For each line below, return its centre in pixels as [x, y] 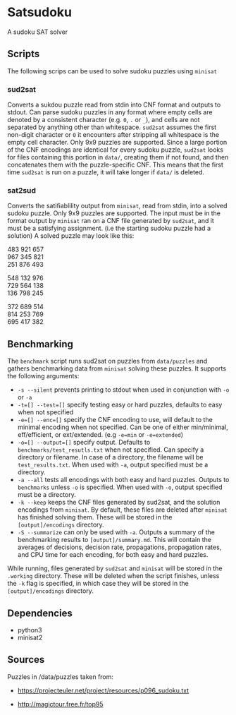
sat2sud [22, 190]
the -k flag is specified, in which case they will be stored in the [98, 584]
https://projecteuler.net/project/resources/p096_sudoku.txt [103, 690]
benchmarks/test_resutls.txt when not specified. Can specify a [111, 450]
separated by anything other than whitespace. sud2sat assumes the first [112, 127]
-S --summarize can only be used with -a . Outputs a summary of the [116, 532]
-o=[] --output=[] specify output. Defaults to [84, 443]
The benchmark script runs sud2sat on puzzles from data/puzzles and [107, 361]
